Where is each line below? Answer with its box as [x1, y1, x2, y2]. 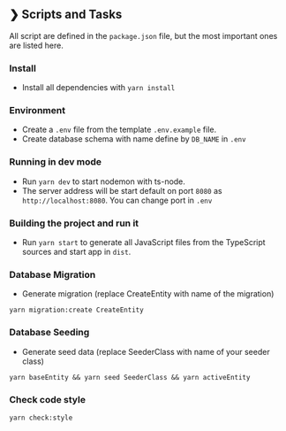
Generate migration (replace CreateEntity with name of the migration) [21, 289, 275, 299]
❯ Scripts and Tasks [9, 7, 123, 22]
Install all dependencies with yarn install [21, 82, 176, 93]
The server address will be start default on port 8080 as [21, 185, 222, 196]
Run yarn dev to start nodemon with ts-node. [21, 176, 185, 187]
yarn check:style [9, 413, 73, 422]
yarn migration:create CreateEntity [9, 305, 144, 315]
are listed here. [9, 40, 64, 50]
